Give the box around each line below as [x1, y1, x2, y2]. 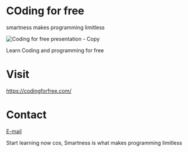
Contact [6, 108, 47, 122]
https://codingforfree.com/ [6, 87, 72, 94]
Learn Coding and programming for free [6, 46, 104, 54]
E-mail [6, 128, 22, 135]
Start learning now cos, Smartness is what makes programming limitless [6, 139, 183, 146]
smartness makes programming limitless [6, 24, 105, 31]
